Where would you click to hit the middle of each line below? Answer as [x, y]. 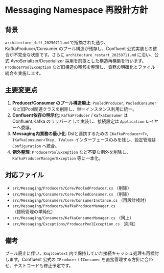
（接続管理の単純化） [34, 211]
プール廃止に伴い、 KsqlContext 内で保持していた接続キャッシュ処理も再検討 [82, 253]
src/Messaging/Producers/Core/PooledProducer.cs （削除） [72, 188]
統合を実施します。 [24, 73]
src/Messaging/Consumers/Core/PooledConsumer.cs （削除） [72, 194]
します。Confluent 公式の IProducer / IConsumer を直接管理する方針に [75, 259]
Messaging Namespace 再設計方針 [77, 10]
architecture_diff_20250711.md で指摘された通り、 [57, 42]
